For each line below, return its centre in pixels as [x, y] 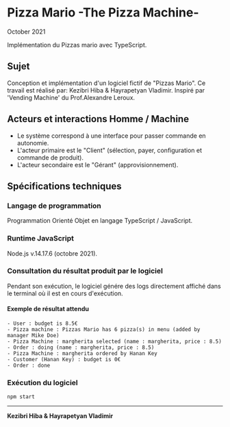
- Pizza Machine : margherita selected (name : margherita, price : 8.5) [115, 342]
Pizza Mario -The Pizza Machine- [103, 13]
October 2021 [26, 32]
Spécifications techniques [64, 186]
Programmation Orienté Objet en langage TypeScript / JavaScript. [100, 221]
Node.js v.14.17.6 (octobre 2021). [52, 253]
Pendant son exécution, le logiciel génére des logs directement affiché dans [114, 286]
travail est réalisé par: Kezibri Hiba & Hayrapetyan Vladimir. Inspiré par [106, 90]
